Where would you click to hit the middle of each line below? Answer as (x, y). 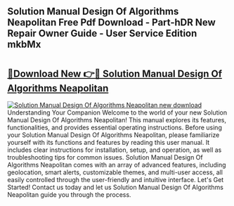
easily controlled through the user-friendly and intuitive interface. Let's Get (116, 180)
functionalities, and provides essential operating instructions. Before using (115, 127)
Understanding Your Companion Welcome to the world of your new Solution (117, 112)
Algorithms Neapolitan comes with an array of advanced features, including (117, 165)
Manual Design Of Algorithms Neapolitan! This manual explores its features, (117, 120)
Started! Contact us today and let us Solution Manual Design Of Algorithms (115, 187)
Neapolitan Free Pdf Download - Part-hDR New (111, 23)
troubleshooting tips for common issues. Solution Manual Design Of (105, 157)
